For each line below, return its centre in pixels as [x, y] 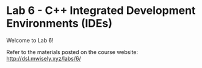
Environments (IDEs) [60, 23]
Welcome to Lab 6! [30, 40]
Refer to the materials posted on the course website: [72, 52]
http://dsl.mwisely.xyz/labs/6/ [44, 58]
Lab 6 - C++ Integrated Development [101, 11]
